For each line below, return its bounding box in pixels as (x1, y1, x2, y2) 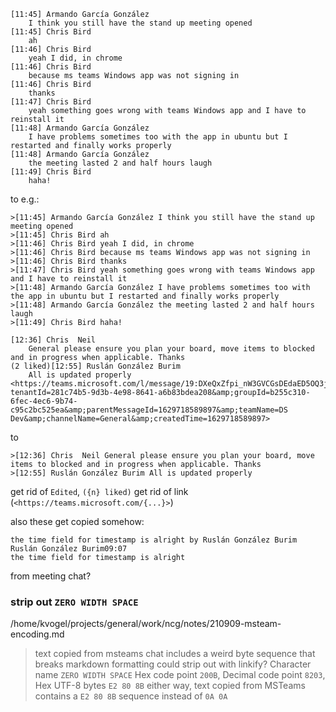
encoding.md (10, 628, 65, 640)
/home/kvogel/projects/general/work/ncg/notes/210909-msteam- (10, 618, 282, 630)
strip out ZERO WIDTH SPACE (10, 595, 139, 609)
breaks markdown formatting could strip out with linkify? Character (34, 658, 312, 670)
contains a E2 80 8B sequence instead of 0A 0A (34, 690, 228, 702)
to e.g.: (10, 193, 40, 205)
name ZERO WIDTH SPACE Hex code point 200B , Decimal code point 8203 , (34, 669, 326, 681)
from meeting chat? (10, 570, 92, 582)
